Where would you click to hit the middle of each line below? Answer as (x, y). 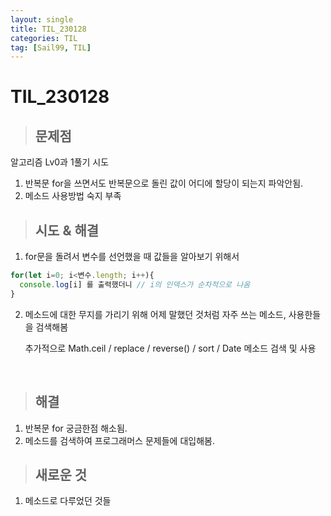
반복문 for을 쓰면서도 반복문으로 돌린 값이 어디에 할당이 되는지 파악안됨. (164, 183)
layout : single (42, 19)
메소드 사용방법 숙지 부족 (73, 196)
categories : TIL (44, 38)
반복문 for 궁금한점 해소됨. (76, 428)
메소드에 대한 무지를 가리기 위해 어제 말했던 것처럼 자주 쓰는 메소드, (155, 314)
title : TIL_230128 (48, 29)
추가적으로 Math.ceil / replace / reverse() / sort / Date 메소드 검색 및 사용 (170, 348)
